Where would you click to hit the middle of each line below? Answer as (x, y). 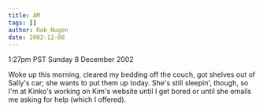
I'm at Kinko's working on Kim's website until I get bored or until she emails (130, 92)
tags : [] (22, 23)
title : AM (24, 15)
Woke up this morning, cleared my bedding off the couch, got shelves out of (132, 74)
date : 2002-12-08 (37, 37)
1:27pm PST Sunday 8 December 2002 (71, 60)
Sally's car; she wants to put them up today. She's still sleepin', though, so (128, 83)
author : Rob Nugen (38, 30)
